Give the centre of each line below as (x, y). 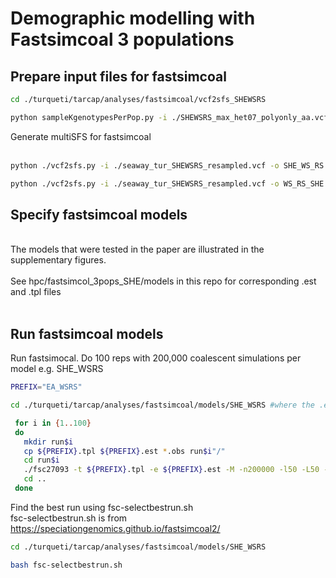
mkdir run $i (48, 442)
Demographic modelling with (133, 18)
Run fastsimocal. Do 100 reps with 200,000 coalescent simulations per (156, 358)
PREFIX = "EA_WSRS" (46, 387)
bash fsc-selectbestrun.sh (66, 565)
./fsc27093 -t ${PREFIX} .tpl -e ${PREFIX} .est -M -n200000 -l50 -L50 (171, 470)
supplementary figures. (58, 260)
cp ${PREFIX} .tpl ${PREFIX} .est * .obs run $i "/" (124, 451)
